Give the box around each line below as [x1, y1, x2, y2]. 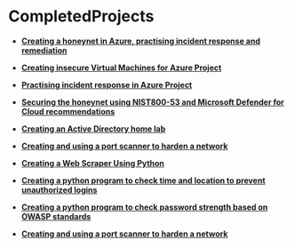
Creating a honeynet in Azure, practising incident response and [20, 36, 261, 46]
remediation [20, 44, 68, 55]
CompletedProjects [8, 6, 155, 27]
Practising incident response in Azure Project [20, 79, 193, 90]
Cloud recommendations [20, 106, 115, 116]
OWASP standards [20, 211, 91, 221]
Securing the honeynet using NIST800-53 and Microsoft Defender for [20, 96, 285, 108]
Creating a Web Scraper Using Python [20, 157, 165, 168]
